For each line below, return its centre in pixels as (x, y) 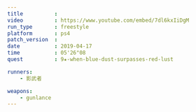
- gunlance (36, 98)
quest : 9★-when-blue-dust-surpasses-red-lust (90, 59)
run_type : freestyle (48, 27)
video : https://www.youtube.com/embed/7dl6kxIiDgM (98, 20)
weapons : (20, 91)
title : (33, 14)
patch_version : (33, 40)
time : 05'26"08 (47, 53)
